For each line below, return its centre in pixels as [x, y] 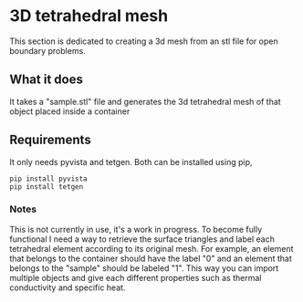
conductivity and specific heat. [68, 287]
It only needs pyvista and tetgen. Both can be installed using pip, [131, 161]
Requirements [50, 140]
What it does [47, 80]
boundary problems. [48, 50]
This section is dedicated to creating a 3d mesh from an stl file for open [144, 41]
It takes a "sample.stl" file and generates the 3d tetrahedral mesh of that [145, 101]
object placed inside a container [70, 111]
